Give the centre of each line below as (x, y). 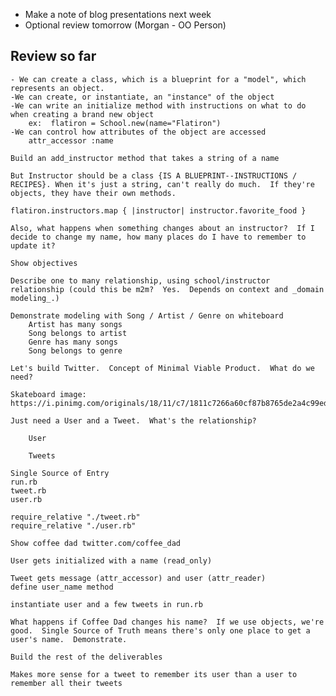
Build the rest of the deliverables (86, 657)
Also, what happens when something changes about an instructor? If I (162, 228)
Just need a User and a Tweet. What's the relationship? (133, 420)
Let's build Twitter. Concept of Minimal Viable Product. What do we (162, 368)
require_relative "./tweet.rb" (75, 517)
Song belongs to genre (75, 350)
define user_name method (62, 587)
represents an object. (57, 88)
